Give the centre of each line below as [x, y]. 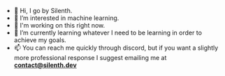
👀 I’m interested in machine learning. [66, 18]
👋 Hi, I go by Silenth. [43, 11]
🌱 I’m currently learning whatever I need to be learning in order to [108, 32]
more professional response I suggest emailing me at [90, 58]
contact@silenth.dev [45, 65]
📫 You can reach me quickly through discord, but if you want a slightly [116, 48]
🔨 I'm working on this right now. [59, 25]
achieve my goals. [40, 40]
